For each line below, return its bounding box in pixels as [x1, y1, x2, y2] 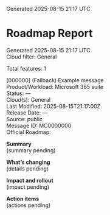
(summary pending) [6, 146, 56, 154]
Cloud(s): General [6, 96, 50, 103]
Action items [6, 195, 40, 202]
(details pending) [6, 164, 49, 172]
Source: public [6, 115, 43, 122]
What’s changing [6, 158, 50, 166]
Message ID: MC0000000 [6, 122, 72, 129]
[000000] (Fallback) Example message [6, 76, 105, 84]
